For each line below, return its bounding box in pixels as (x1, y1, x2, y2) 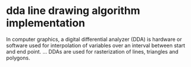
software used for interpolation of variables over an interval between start (6, 42, 186, 49)
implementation (6, 16, 85, 30)
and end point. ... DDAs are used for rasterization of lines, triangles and (6, 48, 179, 55)
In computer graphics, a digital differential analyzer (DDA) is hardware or (6, 36, 182, 43)
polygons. (6, 54, 31, 61)
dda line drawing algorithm (6, 4, 140, 17)
